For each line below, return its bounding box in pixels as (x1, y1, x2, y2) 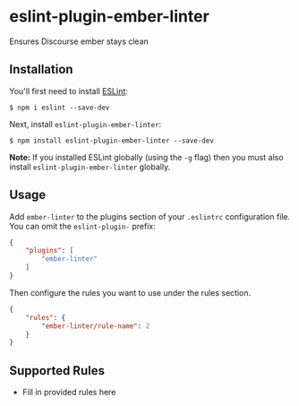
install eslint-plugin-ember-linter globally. (9, 161, 171, 172)
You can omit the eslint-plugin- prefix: (9, 220, 156, 231)
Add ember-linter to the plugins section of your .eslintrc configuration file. (9, 211, 291, 221)
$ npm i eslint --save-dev (9, 103, 110, 112)
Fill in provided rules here (21, 387, 116, 398)
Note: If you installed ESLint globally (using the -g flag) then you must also (9, 151, 284, 162)
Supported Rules (9, 363, 106, 378)
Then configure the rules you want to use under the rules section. (9, 287, 252, 298)
